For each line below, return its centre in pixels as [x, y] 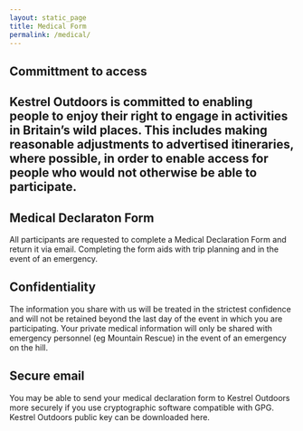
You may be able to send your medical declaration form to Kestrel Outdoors [150, 397]
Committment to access [78, 71]
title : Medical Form [48, 26]
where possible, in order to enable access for [139, 159]
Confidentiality [53, 287]
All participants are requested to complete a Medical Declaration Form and [148, 239]
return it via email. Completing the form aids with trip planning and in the [144, 249]
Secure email [47, 376]
